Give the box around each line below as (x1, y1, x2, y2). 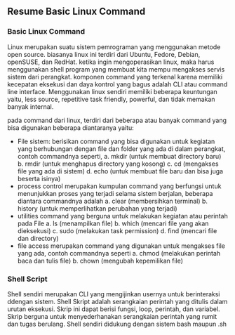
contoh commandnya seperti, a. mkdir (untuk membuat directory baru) (17, 152, 222, 160)
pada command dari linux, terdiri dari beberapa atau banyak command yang (7, 116, 227, 124)
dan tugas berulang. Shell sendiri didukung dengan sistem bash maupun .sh (7, 320, 227, 328)
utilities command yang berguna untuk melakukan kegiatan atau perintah (17, 211, 228, 220)
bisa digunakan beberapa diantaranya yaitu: (7, 123, 135, 132)
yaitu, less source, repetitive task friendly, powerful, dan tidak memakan (7, 95, 215, 103)
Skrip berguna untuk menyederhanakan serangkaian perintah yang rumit (7, 312, 217, 320)
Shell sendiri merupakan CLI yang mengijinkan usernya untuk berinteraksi (7, 289, 220, 298)
